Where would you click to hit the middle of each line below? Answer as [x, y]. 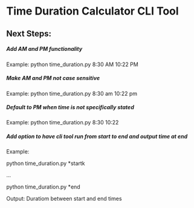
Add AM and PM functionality [44, 49]
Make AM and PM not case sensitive [53, 78]
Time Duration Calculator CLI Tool [93, 11]
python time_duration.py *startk [46, 163]
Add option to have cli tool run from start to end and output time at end [97, 136]
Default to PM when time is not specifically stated [70, 107]
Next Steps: [29, 34]
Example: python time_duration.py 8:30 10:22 [63, 122]
